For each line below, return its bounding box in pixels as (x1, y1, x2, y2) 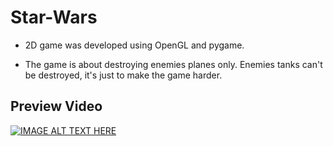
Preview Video (10, 98, 103, 115)
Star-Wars (10, 6, 98, 29)
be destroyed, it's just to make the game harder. (24, 69, 223, 81)
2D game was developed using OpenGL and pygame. (24, 39, 245, 51)
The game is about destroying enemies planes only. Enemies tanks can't (24, 58, 323, 70)
